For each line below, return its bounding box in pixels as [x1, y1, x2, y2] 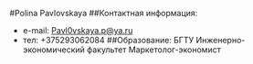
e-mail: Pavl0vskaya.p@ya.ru [22, 25, 133, 35]
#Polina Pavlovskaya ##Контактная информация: [9, 8, 198, 18]
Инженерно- [195, 35, 246, 45]
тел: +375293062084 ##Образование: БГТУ [22, 35, 195, 45]
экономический [22, 44, 85, 55]
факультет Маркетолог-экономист [86, 44, 221, 55]
